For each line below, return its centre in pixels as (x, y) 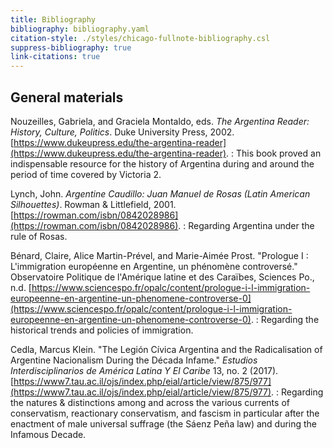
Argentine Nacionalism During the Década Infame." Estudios (134, 360)
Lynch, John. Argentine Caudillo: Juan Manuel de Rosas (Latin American (160, 193)
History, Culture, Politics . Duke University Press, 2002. (122, 132)
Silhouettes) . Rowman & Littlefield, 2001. (93, 204)
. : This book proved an (274, 153)
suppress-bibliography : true (71, 47)
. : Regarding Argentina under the (246, 225)
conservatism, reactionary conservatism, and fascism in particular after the (165, 413)
